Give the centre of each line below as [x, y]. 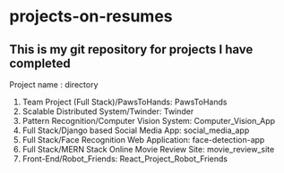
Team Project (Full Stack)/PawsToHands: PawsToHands [125, 102]
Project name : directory [54, 85]
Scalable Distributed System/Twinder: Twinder [108, 111]
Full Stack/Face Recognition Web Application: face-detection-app [143, 140]
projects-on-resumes [91, 16]
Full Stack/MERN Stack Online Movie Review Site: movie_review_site [148, 149]
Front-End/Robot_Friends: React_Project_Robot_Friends [125, 159]
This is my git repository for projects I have [131, 49]
